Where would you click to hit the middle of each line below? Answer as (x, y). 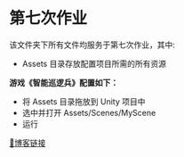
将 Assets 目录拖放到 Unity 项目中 (84, 101)
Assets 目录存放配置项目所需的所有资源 (94, 63)
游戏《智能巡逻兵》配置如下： (64, 82)
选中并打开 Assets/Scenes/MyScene (89, 112)
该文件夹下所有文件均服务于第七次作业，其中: (92, 45)
